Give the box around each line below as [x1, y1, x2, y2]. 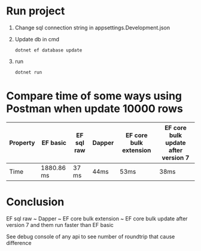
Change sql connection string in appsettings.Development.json [14, 24, 170, 31]
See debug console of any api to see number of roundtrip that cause [6, 232, 175, 240]
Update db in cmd [14, 35, 60, 43]
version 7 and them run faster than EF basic [6, 221, 114, 228]
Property [9, 138, 35, 147]
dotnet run [14, 69, 42, 75]
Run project [6, 4, 65, 18]
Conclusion [6, 195, 65, 209]
